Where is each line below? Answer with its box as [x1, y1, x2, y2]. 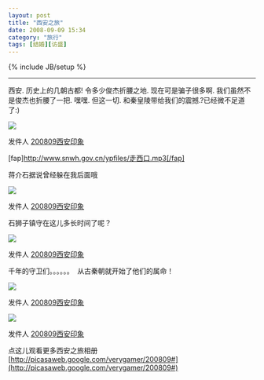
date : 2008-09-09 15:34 [8, 26, 86, 34]
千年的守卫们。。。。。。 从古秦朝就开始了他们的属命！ [8, 266, 174, 276]
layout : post [8, 11, 51, 20]
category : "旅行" [8, 33, 63, 42]
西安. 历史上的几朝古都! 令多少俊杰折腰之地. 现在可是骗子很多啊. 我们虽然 [8, 86, 244, 95]
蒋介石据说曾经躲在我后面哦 [8, 170, 98, 180]
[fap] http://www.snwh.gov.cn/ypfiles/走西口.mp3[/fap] [8, 154, 185, 163]
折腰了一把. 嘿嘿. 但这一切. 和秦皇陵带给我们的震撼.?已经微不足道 [35, 96, 245, 105]
